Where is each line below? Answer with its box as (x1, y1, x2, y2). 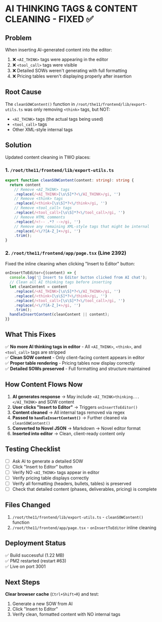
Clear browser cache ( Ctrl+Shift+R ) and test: (5, 591, 99, 597)
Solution (5, 141, 32, 150)
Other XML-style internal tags (12, 126, 73, 132)
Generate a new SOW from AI (12, 601, 73, 607)
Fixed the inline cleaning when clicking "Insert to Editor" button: (5, 261, 135, 267)
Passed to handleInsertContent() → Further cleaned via (12, 414, 127, 420)
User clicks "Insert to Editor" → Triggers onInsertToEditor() (12, 404, 138, 410)
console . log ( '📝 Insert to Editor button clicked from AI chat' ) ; (9, 275, 148, 280)
